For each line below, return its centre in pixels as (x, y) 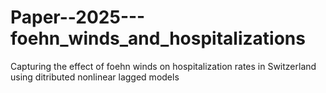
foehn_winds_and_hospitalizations (158, 38)
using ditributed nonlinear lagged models (95, 77)
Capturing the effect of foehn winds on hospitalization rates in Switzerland (163, 66)
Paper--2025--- (78, 17)
